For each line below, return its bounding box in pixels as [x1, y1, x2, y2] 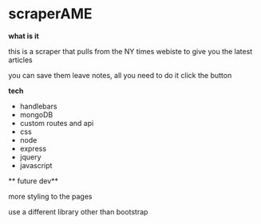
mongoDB [19, 109, 53, 120]
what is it [8, 31, 40, 41]
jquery [19, 152, 42, 162]
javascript [19, 160, 53, 170]
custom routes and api [19, 118, 94, 128]
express [19, 143, 46, 153]
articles [8, 55, 34, 65]
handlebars [19, 101, 57, 111]
